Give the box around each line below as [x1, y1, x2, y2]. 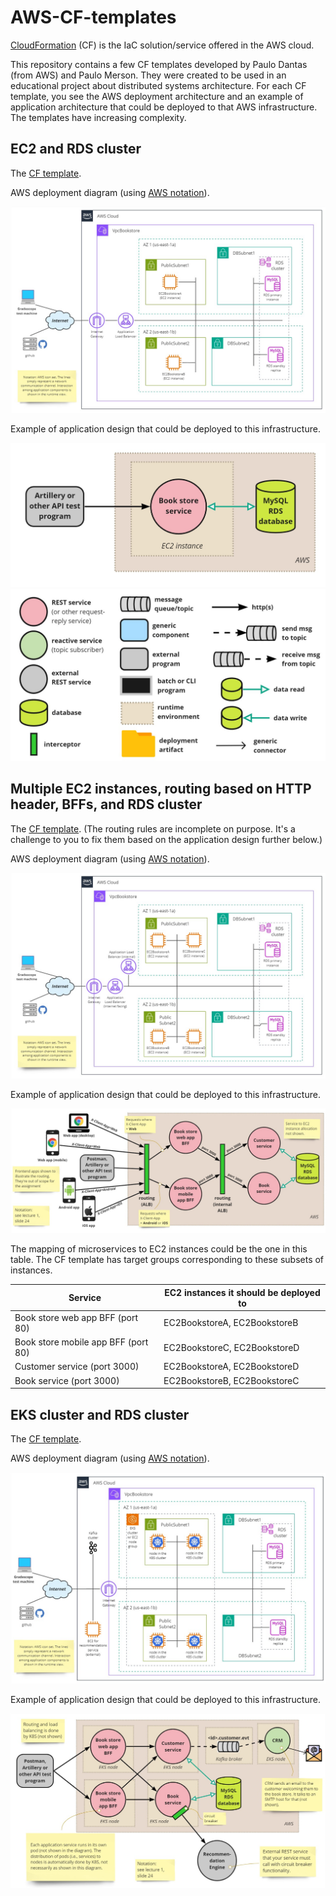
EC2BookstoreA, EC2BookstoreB [163, 1317, 299, 1329]
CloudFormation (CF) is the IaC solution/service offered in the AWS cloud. [10, 39, 315, 51]
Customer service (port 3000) [14, 1361, 140, 1373]
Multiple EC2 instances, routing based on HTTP [10, 781, 312, 798]
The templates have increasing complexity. [10, 111, 187, 123]
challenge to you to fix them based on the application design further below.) [10, 833, 323, 845]
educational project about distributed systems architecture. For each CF [10, 79, 307, 91]
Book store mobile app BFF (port [14, 1336, 149, 1348]
